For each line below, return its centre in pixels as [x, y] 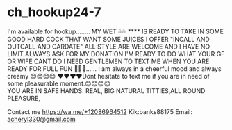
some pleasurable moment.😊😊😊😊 [59, 83]
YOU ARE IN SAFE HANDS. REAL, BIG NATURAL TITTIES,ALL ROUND [106, 90]
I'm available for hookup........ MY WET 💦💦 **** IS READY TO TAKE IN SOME [116, 31]
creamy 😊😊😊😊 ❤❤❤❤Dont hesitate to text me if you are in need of [109, 76]
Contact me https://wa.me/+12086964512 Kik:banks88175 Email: [100, 111]
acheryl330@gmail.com [41, 119]
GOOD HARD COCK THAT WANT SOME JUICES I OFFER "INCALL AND [108, 39]
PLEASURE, [24, 98]
